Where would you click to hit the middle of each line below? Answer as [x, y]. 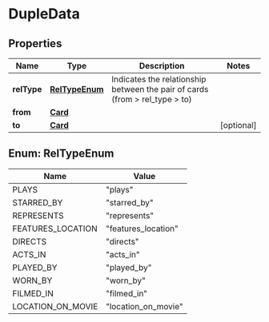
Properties [35, 44]
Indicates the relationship [159, 79]
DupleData [44, 14]
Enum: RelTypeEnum [61, 154]
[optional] [238, 125]
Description [162, 66]
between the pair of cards [160, 89]
